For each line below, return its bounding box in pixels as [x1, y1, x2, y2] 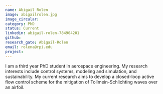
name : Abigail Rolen [5, 7, 49, 12]
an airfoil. [5, 84, 25, 90]
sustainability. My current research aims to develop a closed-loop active [5, 73, 154, 79]
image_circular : [5, 16, 39, 21]
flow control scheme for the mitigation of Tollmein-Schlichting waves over [5, 78, 158, 85]
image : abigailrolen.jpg [5, 12, 57, 17]
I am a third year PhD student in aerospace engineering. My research [5, 63, 148, 69]
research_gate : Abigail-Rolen [5, 40, 69, 45]
